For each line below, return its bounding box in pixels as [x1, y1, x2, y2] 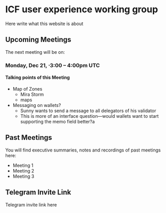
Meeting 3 [12, 173, 35, 179]
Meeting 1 [12, 162, 34, 168]
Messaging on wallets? [12, 102, 61, 108]
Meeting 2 [12, 167, 35, 174]
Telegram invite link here [5, 201, 57, 208]
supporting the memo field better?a [20, 118, 95, 124]
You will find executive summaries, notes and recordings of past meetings [5, 147, 161, 153]
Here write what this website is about [5, 20, 83, 27]
